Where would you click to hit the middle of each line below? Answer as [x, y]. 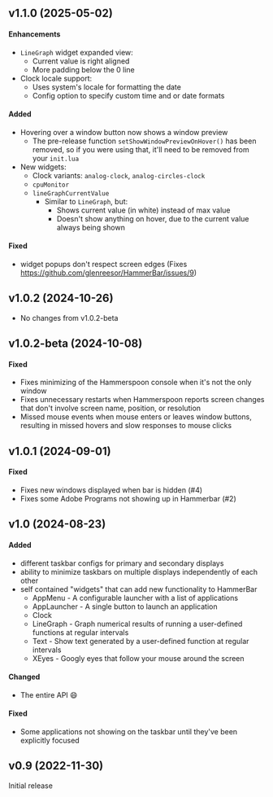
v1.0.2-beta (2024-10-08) [76, 344]
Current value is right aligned [81, 61]
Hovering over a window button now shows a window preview [124, 132]
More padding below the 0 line [84, 69]
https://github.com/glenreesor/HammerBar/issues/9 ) [108, 273]
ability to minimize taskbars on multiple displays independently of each [139, 571]
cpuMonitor [51, 185]
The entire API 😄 [49, 694]
